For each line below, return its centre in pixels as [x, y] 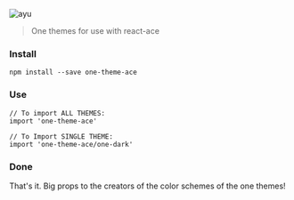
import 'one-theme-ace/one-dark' [71, 144]
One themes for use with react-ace [95, 31]
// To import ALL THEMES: [57, 113]
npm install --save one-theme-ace [73, 72]
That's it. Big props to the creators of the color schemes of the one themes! [148, 186]
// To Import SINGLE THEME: [61, 136]
